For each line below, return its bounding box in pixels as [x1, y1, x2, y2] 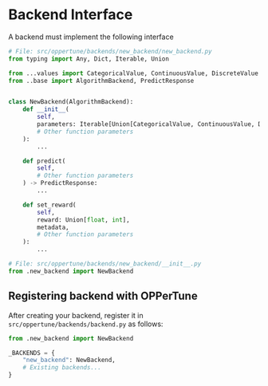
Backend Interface [8, 6, 133, 24]
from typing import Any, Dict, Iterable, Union [8, 54, 170, 63]
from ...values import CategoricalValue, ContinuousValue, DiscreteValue [8, 69, 259, 77]
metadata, [37, 223, 69, 231]
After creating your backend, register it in [8, 310, 144, 320]
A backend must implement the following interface [8, 32, 174, 41]
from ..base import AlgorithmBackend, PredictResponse [8, 77, 195, 85]
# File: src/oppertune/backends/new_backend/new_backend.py [8, 47, 213, 55]
